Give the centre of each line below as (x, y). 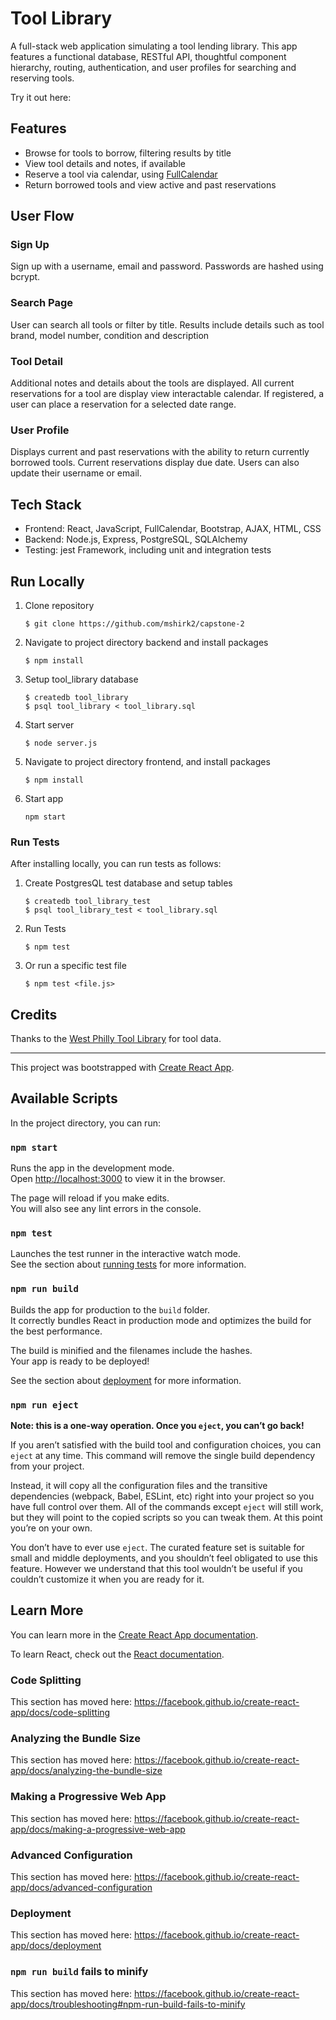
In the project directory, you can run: (85, 1123)
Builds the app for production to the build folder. (110, 1309)
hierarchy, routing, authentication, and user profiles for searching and (153, 67)
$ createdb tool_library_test (88, 902)
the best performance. (56, 1331)
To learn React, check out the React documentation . (117, 1654)
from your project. (47, 1466)
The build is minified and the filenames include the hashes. (131, 1350)
